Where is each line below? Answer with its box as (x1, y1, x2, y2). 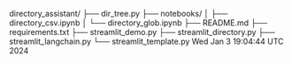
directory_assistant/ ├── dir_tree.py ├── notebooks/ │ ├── (9, 9, 228, 18)
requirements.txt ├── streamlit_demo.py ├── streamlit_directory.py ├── (9, 27, 276, 37)
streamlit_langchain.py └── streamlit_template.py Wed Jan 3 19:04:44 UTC (9, 36, 285, 46)
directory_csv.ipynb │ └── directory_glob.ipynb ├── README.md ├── (9, 17, 268, 28)
